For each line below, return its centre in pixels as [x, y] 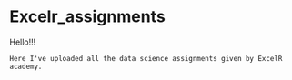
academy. [26, 66]
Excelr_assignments [87, 17]
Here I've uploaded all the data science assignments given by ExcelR [146, 58]
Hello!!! [23, 42]
